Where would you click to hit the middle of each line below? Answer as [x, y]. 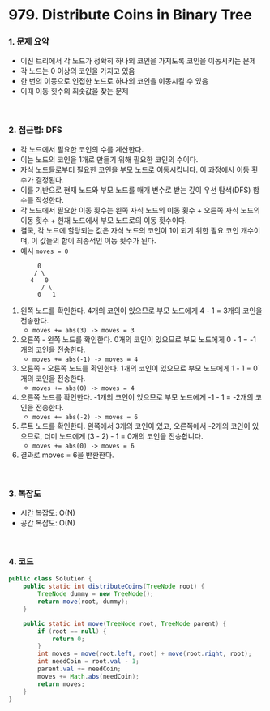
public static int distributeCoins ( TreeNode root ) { [114, 587]
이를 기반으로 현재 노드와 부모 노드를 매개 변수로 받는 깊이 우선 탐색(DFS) [135, 190]
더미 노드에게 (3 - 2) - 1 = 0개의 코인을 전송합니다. [124, 436]
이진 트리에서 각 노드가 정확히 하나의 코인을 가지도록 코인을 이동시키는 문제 [138, 61]
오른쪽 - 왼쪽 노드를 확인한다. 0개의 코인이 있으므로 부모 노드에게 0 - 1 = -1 [138, 339]
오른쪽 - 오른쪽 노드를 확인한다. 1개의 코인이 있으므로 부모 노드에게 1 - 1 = [135, 368]
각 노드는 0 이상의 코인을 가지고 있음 [77, 71]
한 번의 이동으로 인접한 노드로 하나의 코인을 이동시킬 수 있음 [114, 81]
